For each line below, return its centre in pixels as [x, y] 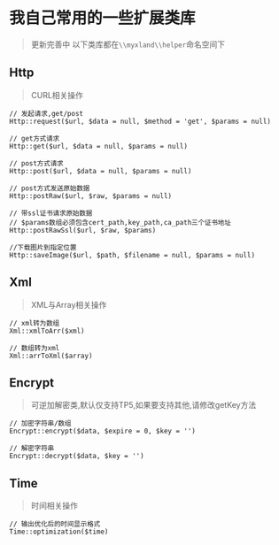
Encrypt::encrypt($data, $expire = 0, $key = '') [103, 431]
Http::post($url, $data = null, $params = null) [101, 171]
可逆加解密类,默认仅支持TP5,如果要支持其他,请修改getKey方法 [143, 405]
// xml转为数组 [35, 323]
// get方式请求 [35, 138]
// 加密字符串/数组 [40, 424]
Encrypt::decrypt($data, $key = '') [77, 457]
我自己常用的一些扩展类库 [103, 18]
